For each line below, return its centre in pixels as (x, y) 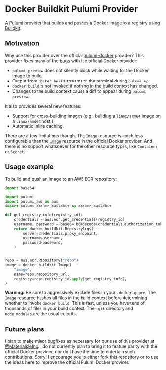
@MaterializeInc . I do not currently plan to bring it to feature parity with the (81, 346)
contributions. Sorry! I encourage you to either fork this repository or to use (82, 357)
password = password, (43, 243)
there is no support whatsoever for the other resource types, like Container (82, 146)
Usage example (30, 167)
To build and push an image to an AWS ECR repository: (61, 179)
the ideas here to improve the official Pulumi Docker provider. (67, 362)
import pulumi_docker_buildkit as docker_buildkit (58, 206)
